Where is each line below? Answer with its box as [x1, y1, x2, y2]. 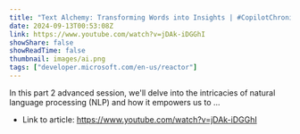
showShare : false [9, 38, 74, 47]
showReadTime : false [9, 46, 87, 55]
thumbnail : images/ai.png [9, 54, 105, 63]
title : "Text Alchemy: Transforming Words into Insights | [9, 13, 234, 22]
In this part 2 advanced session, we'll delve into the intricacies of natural [9, 87, 276, 98]
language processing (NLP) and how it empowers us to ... [9, 96, 221, 107]
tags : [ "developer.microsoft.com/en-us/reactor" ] [9, 63, 198, 72]
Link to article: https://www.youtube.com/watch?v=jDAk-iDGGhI [21, 113, 257, 125]
